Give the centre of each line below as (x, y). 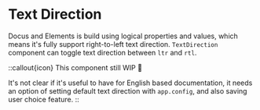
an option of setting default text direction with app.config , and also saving (128, 90)
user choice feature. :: (44, 99)
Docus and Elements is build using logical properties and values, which (123, 36)
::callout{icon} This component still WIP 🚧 (75, 67)
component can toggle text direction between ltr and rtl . (103, 52)
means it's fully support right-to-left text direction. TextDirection (113, 44)
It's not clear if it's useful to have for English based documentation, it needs (130, 83)
